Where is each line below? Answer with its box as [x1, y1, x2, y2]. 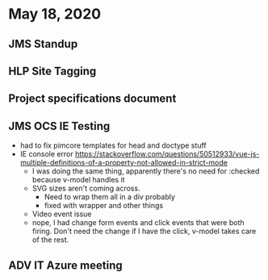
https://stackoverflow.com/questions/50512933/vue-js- [75, 149, 260, 159]
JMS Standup [8, 37, 78, 51]
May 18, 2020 [8, 5, 102, 23]
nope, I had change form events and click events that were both [31, 218, 245, 228]
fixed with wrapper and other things [44, 201, 164, 211]
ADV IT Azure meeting [8, 258, 123, 272]
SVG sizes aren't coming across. [31, 183, 140, 194]
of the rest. [31, 235, 69, 244]
